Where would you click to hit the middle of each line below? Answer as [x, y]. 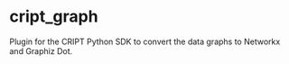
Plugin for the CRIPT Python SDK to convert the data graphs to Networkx [145, 41]
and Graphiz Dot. [41, 50]
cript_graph [54, 17]
